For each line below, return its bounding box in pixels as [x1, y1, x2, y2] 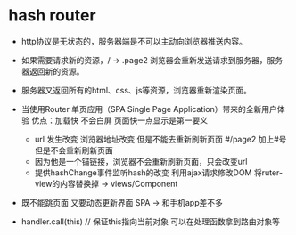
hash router [8, 5, 96, 26]
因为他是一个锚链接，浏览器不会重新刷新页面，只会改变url [34, 156, 248, 166]
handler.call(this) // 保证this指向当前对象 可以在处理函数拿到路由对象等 [21, 215, 280, 227]
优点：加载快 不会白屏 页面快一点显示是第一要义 [31, 115, 209, 126]
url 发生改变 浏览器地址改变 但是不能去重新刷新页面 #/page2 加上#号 [34, 134, 287, 144]
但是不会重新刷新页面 [34, 144, 113, 156]
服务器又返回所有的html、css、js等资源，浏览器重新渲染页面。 [21, 85, 251, 95]
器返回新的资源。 [21, 66, 85, 77]
